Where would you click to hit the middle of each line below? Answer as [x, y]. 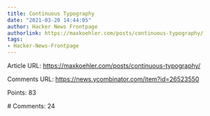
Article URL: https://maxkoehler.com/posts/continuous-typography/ [104, 66]
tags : [15, 40]
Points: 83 [22, 92]
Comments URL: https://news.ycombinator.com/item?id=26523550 [103, 79]
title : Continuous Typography [51, 14]
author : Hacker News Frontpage [52, 26]
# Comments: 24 [31, 106]
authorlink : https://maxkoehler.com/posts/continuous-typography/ [105, 33]
